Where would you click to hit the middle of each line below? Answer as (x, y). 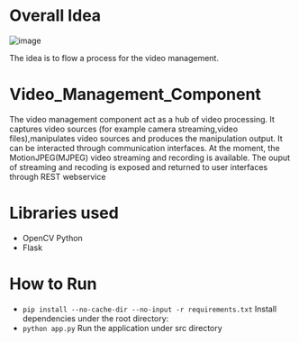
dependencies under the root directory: (95, 318)
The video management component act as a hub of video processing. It (142, 119)
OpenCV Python (52, 238)
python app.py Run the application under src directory (122, 328)
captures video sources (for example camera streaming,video (124, 129)
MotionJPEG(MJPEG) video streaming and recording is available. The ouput (150, 157)
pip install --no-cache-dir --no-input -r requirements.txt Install (149, 309)
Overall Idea (55, 16)
